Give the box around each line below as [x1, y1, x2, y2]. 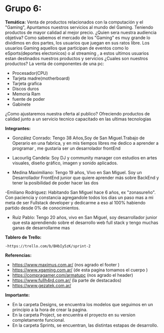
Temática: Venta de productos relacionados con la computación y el [5, 19, 143, 25]
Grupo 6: [5, 3, 42, 14]
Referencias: [5, 252, 32, 258]
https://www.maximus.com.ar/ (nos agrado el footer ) [12, 262, 120, 267]
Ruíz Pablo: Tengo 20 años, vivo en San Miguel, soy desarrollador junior [12, 214, 158, 220]
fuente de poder [12, 96, 45, 102]
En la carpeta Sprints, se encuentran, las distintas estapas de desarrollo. [12, 322, 159, 328]
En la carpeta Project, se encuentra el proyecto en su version [12, 311, 136, 318]
